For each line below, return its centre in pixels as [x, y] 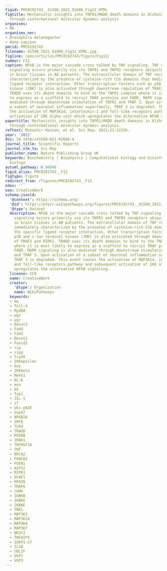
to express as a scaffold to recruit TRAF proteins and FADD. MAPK [81, 98]
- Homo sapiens [21, 42]
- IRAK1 [18, 440]
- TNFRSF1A [21, 445]
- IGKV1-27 [21, 542]
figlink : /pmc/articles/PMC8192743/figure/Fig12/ [58, 56]
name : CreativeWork [30, 278]
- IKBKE [18, 505]
